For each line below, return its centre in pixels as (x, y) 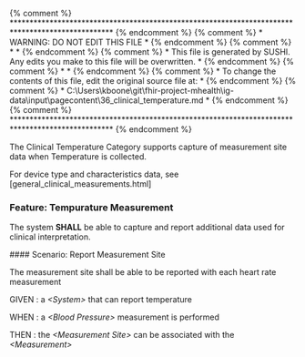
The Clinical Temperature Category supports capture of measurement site (148, 147)
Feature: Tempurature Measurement (91, 207)
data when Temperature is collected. (78, 157)
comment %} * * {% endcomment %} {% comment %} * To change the (143, 71)
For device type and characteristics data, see (94, 174)
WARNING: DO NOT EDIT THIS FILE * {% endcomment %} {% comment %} (151, 42)
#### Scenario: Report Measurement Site (87, 255)
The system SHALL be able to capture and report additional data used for (147, 228)
